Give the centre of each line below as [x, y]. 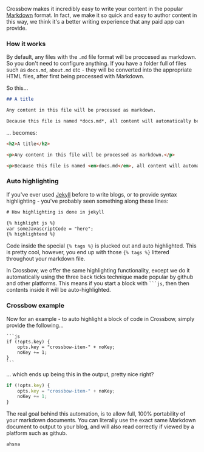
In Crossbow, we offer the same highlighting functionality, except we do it [98, 271]
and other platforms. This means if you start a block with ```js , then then [98, 283]
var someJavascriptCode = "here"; [50, 229]
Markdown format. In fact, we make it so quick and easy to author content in [102, 15]
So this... [17, 88]
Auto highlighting [32, 181]
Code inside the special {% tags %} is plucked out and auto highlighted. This [101, 246]
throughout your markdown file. [46, 259]
